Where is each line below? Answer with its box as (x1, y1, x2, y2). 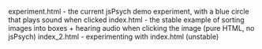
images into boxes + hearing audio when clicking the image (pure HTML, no (8, 24, 255, 32)
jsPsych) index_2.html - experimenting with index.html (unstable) (8, 32, 219, 41)
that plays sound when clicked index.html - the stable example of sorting (8, 15, 245, 24)
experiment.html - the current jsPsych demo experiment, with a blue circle (8, 7, 250, 16)
